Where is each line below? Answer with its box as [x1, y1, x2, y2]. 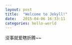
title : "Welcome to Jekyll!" [5, 12, 68, 17]
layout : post [5, 7, 32, 12]
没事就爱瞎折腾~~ [5, 35, 42, 41]
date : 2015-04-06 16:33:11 [5, 16, 66, 21]
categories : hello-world [5, 21, 57, 26]
